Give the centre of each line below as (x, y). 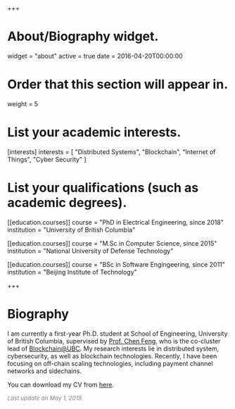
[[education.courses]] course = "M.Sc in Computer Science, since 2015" (112, 243)
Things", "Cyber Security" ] (47, 159)
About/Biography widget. (83, 37)
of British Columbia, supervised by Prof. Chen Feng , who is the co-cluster (114, 341)
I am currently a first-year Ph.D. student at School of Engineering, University (118, 333)
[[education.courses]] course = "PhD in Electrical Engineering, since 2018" (115, 222)
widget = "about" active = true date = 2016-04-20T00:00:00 (95, 56)
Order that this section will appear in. (118, 84)
